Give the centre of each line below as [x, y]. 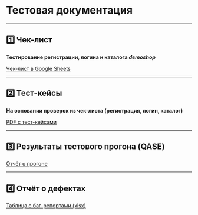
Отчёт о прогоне [27, 164]
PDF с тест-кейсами [32, 122]
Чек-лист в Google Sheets [38, 68]
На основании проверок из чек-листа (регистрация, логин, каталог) [95, 110]
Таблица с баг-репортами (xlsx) [46, 206]
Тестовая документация [70, 10]
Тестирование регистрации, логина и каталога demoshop [81, 57]
